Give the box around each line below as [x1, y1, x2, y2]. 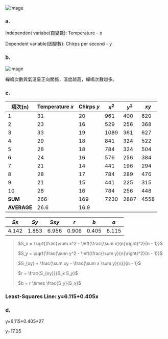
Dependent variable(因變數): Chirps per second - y [5, 41, 112, 47]
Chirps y [78, 103, 100, 110]
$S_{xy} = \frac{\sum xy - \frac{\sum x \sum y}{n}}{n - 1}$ [17, 260, 141, 266]
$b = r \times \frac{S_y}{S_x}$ [17, 280, 82, 286]
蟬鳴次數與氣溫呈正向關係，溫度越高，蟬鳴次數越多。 [5, 76, 117, 82]
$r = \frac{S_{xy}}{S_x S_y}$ [17, 270, 78, 276]
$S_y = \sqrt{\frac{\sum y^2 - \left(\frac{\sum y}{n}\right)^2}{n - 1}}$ [17, 250, 163, 256]
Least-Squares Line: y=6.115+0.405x [5, 292, 99, 300]
